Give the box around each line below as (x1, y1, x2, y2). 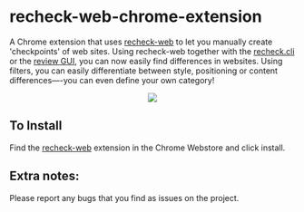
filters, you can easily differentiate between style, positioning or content (9, 65, 279, 76)
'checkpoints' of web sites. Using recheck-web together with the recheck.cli (9, 45, 295, 56)
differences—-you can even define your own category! (9, 74, 215, 85)
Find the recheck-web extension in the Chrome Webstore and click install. (9, 142, 286, 153)
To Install (9, 118, 63, 133)
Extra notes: (9, 169, 80, 184)
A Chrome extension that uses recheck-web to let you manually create (9, 36, 273, 47)
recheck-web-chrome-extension (9, 6, 262, 27)
